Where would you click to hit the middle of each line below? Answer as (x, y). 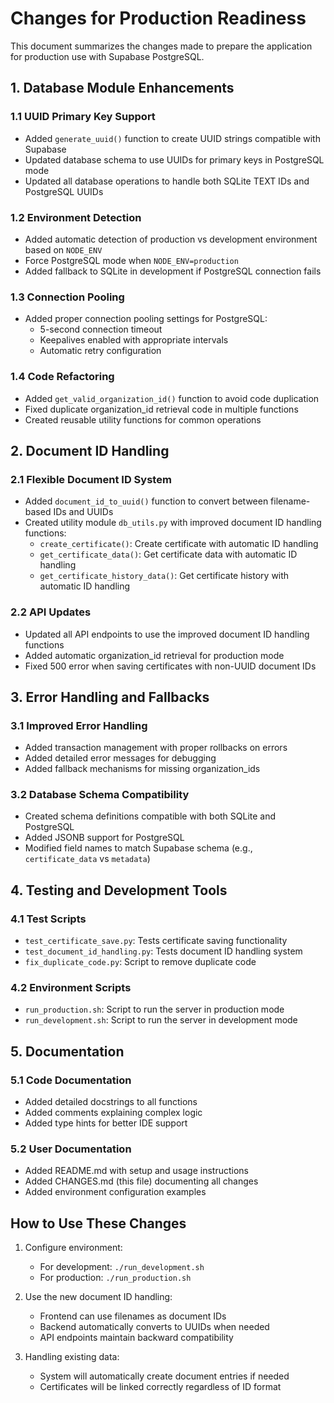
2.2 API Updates (51, 612)
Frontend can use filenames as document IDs (133, 1316)
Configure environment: (73, 1248)
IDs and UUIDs (83, 512)
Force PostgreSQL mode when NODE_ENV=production (131, 260)
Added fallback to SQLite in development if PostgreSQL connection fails (173, 271)
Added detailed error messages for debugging (120, 758)
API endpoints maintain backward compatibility (136, 1338)
